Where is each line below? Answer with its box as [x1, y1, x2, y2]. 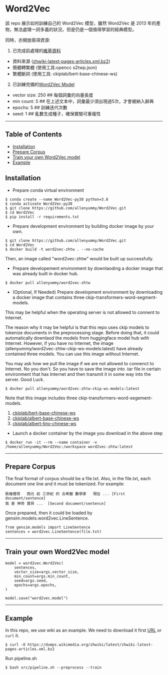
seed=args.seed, [14, 578, 48, 584]
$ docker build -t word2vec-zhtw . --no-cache [5, 247, 104, 252]
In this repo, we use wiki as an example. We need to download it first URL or [5, 628, 161, 633]
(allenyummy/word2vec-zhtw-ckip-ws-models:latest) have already [5, 345, 143, 351]
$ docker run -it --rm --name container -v [5, 440, 97, 445]
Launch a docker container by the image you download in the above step [12, 430, 163, 436]
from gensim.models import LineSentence [5, 525, 91, 530]
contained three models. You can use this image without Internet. [5, 351, 139, 357]
